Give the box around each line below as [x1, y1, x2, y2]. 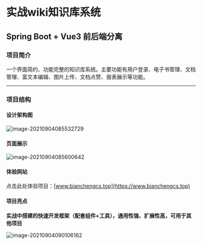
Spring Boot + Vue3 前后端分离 [6, 31, 123, 42]
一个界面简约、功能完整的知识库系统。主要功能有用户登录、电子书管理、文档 [6, 66, 196, 73]
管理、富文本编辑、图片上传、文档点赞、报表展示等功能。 [6, 73, 148, 80]
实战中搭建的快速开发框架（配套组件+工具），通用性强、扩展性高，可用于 [6, 212, 186, 219]
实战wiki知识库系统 [6, 5, 101, 19]
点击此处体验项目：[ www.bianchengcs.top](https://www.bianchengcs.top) [6, 182, 191, 190]
